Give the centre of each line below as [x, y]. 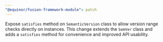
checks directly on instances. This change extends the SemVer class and [79, 29]
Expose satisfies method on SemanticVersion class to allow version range [82, 24]
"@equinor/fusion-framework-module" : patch [51, 10]
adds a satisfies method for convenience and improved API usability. [77, 34]
